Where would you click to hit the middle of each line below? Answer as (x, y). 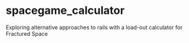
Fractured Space (27, 33)
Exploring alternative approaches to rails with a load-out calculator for (94, 27)
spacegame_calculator (65, 11)
